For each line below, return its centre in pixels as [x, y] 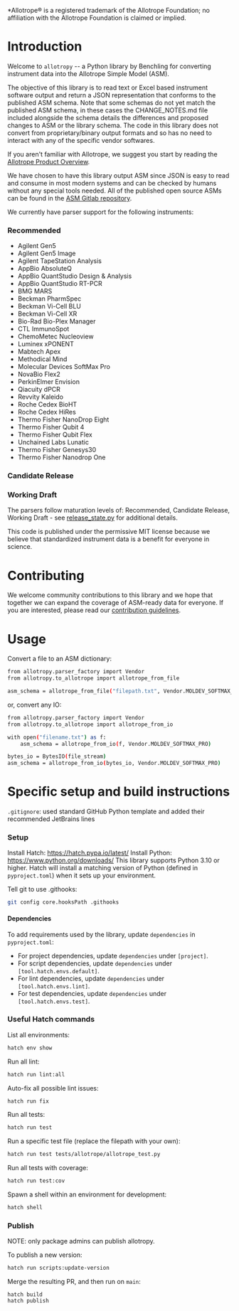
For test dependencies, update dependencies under [92, 993]
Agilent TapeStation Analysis [59, 261]
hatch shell [25, 1208]
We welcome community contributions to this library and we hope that [110, 595]
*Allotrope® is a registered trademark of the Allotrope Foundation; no [108, 10]
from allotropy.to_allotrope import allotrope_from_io [90, 724]
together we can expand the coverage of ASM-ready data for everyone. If [116, 603]
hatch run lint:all [36, 1074]
